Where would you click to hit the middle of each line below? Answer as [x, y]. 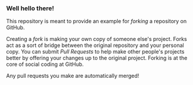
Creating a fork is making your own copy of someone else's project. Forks [96, 39]
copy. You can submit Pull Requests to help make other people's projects [95, 52]
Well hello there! [30, 8]
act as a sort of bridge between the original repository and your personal [95, 45]
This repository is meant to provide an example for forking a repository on [96, 21]
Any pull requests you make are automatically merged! [73, 76]
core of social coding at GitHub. [45, 64]
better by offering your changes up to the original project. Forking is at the [97, 58]
